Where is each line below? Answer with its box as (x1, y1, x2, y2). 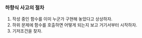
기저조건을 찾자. (12, 28, 42, 34)
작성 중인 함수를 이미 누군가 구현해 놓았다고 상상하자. (12, 16, 113, 22)
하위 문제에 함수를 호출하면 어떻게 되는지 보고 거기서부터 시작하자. (12, 22, 138, 28)
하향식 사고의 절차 (5, 4, 45, 11)
